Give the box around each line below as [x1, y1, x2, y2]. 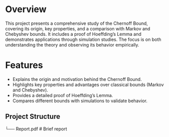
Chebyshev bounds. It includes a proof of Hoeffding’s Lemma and [5, 31, 142, 37]
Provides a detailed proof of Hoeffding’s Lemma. [12, 92, 113, 98]
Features [5, 60, 43, 71]
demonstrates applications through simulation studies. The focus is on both [5, 36, 162, 42]
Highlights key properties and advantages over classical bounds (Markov [12, 81, 164, 87]
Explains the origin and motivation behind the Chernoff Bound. [12, 76, 142, 82]
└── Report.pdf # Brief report [5, 125, 67, 132]
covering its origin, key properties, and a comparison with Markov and [5, 25, 150, 31]
